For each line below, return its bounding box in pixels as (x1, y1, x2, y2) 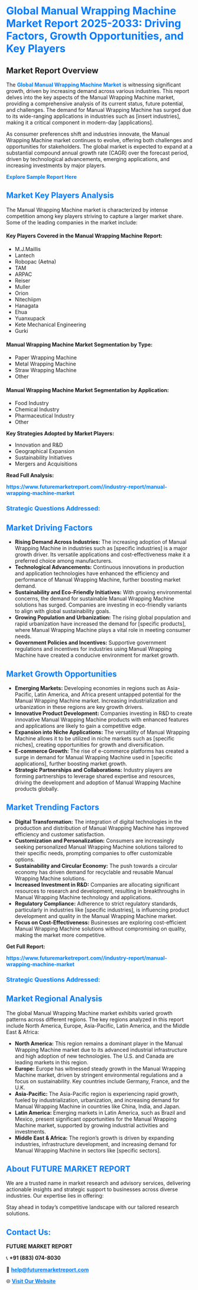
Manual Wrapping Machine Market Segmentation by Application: (6, 386, 170, 393)
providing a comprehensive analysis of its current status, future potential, (6, 100, 184, 107)
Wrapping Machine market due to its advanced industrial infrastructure (14, 1046, 187, 1053)
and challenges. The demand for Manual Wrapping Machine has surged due (6, 107, 191, 113)
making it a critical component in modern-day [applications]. (6, 119, 154, 126)
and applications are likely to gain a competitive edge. (14, 722, 146, 729)
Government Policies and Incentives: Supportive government (14, 639, 167, 646)
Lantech (14, 252, 35, 259)
